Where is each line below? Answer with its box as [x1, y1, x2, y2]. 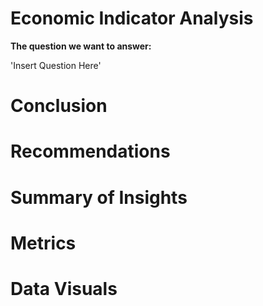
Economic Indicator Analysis [10, 7, 254, 30]
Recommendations [10, 140, 171, 163]
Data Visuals [10, 277, 118, 300]
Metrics [10, 232, 77, 254]
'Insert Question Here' [10, 59, 102, 71]
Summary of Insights [10, 186, 188, 209]
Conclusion [10, 95, 108, 117]
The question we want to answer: [10, 40, 152, 52]
